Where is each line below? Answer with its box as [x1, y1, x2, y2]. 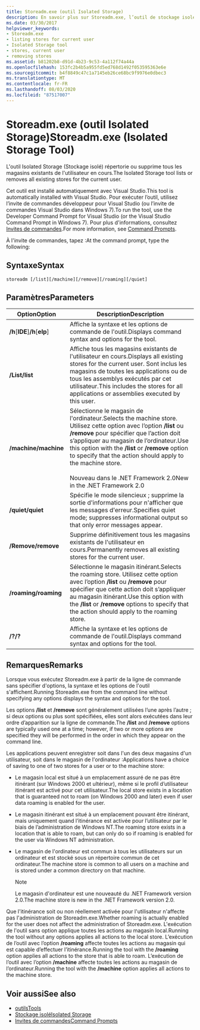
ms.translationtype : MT [6, 75, 65, 81]
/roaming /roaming [9, 589, 62, 597]
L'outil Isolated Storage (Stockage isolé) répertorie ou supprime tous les [6, 162, 183, 170]
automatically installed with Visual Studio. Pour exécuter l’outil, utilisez [6, 193, 178, 201]
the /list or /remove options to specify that [69, 600, 189, 608]
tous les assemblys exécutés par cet [69, 374, 171, 383]
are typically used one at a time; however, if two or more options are [6, 725, 174, 733]
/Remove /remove [9, 542, 60, 550]
